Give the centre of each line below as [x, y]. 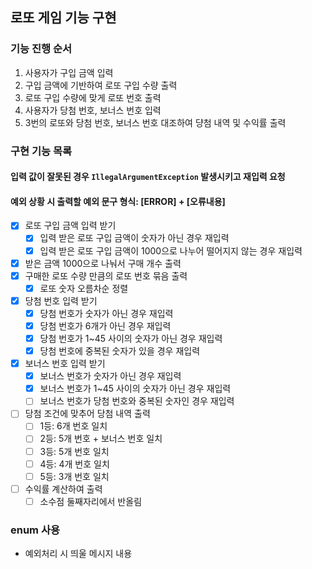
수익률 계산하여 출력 [63, 489]
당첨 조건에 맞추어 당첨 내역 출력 [87, 414]
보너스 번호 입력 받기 [65, 364]
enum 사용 [35, 530]
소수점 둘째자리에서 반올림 [91, 501]
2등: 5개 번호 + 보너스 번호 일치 [101, 439]
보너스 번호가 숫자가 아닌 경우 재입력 [110, 376]
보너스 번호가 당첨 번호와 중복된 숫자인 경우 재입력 [137, 401]
